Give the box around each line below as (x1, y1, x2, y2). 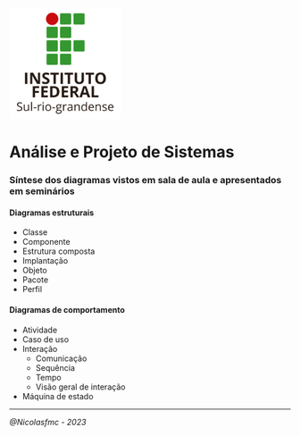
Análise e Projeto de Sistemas (9, 142, 235, 163)
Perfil (21, 284, 43, 295)
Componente (21, 237, 71, 247)
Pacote (21, 274, 49, 285)
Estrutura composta (21, 246, 96, 256)
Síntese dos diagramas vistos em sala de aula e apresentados (9, 174, 282, 187)
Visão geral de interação (35, 381, 126, 392)
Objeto (21, 265, 47, 276)
